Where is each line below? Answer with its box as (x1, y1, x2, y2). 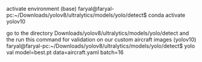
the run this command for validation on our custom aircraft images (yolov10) (6, 36, 197, 43)
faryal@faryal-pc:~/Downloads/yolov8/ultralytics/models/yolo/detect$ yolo (6, 42, 195, 49)
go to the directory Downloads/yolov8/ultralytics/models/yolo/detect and (6, 29, 189, 37)
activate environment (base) (6, 5, 77, 12)
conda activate (148, 11, 186, 19)
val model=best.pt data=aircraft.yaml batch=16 (6, 49, 124, 56)
